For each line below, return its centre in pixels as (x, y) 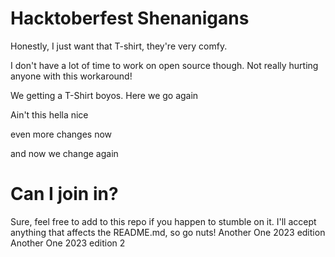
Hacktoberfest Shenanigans (130, 18)
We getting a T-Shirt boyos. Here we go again (104, 95)
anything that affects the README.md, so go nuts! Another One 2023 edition (168, 232)
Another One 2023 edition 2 (68, 243)
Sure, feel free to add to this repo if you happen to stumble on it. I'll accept (163, 221)
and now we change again (64, 153)
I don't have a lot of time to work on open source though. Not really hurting (164, 65)
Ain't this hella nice (49, 114)
